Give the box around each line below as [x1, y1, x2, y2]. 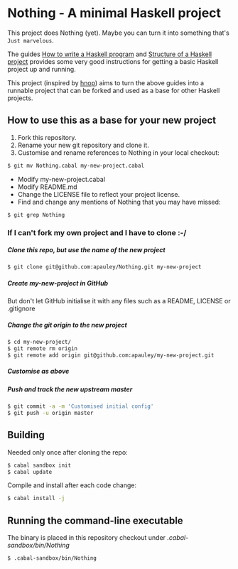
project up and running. [7, 65, 76, 73]
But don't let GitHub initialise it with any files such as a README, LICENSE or [7, 297, 231, 305]
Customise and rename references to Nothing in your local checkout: [17, 148, 220, 157]
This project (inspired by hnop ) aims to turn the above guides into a [7, 78, 205, 87]
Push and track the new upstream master [7, 385, 133, 394]
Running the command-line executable [7, 514, 183, 526]
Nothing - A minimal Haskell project [7, 5, 222, 21]
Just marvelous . [7, 36, 55, 44]
